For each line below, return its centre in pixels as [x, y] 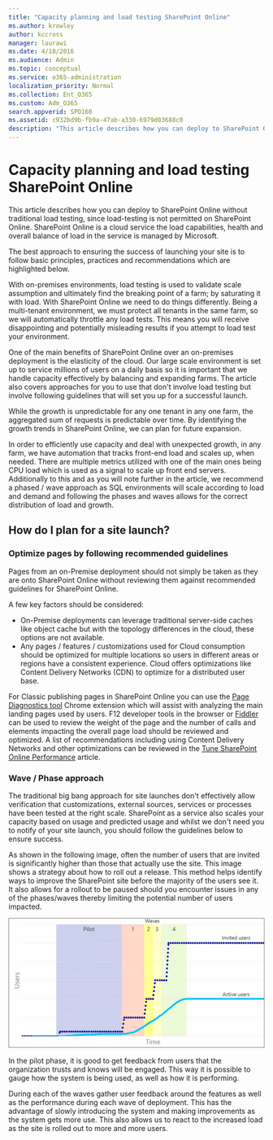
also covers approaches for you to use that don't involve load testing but [130, 387]
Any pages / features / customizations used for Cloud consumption [132, 646]
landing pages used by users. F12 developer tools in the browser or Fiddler [133, 714]
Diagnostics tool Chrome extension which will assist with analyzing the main [136, 705]
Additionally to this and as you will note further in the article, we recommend [136, 478]
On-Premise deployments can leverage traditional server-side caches [136, 620]
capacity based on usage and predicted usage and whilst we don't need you [136, 821]
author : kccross [36, 34]
